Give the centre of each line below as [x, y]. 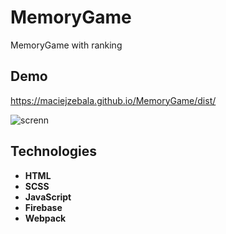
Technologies [54, 151]
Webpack [45, 218]
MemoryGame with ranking [66, 45]
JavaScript [48, 197]
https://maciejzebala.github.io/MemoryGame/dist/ [113, 100]
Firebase [43, 207]
